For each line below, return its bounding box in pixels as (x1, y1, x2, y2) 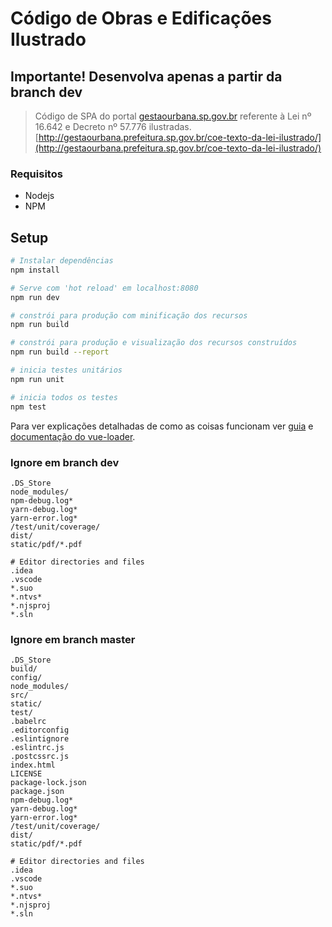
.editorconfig (10, 725, 70, 736)
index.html (10, 760, 56, 771)
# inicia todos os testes (10, 392, 118, 402)
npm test (10, 402, 47, 412)
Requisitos (10, 167, 63, 181)
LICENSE (10, 769, 43, 779)
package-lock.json (10, 778, 87, 788)
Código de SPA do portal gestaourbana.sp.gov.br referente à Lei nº (34, 110, 312, 122)
